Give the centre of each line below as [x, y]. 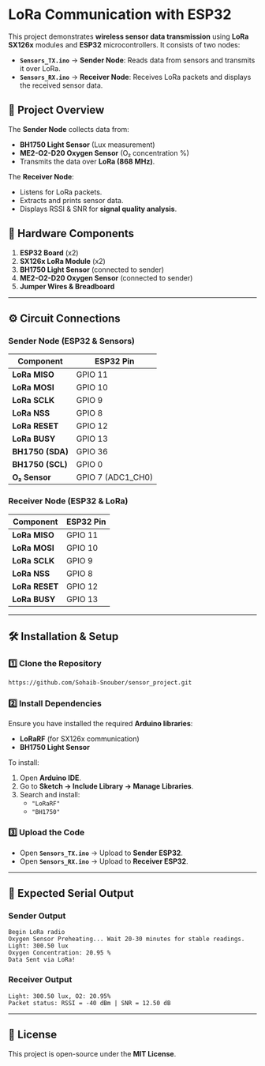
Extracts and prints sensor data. [71, 200]
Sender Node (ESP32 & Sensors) [72, 341]
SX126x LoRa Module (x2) [63, 261]
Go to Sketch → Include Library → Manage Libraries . [106, 786]
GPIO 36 [92, 452]
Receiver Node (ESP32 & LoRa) [68, 501]
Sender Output [37, 916]
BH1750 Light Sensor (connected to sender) [91, 269]
